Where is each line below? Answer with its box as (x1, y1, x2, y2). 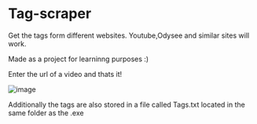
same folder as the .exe (8, 108, 84, 118)
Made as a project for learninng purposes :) (8, 54, 149, 64)
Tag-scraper (8, 5, 92, 23)
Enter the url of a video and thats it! (8, 69, 123, 78)
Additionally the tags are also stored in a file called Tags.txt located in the (8, 100, 245, 109)
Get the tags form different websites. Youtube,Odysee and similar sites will (8, 31, 250, 40)
